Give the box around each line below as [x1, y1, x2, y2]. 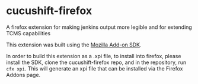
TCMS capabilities [6, 29, 51, 36]
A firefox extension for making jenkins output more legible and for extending [6, 23, 193, 31]
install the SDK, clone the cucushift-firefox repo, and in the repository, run [6, 59, 187, 66]
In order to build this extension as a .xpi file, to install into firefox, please [6, 52, 181, 59]
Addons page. [6, 71, 41, 78]
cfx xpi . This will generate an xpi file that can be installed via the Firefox [6, 65, 183, 72]
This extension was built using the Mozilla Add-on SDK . [6, 41, 142, 48]
